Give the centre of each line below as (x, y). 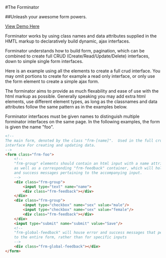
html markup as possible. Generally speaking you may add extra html (75, 96)
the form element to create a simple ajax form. (52, 81)
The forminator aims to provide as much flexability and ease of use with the (82, 91)
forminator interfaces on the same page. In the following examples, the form (83, 122)
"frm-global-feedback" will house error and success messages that (85, 233)
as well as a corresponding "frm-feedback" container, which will (84, 168)
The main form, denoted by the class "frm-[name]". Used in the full (79, 141)
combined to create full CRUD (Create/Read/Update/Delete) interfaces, (77, 56)
